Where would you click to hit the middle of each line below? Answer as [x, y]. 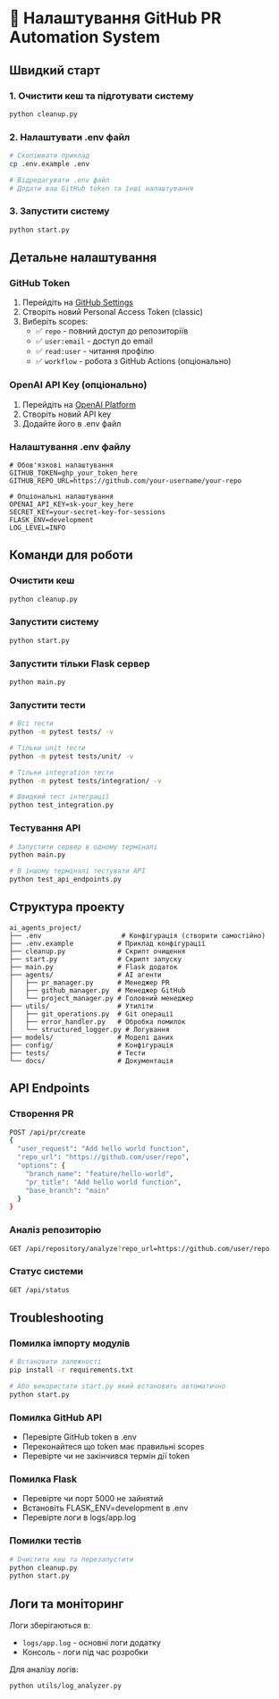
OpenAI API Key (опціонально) [78, 385]
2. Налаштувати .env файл [70, 137]
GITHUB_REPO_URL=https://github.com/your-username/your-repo [126, 481]
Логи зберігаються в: [50, 1626]
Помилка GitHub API [56, 1417]
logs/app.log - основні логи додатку [91, 1643]
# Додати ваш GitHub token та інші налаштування [101, 188]
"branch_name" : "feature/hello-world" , [100, 1174]
